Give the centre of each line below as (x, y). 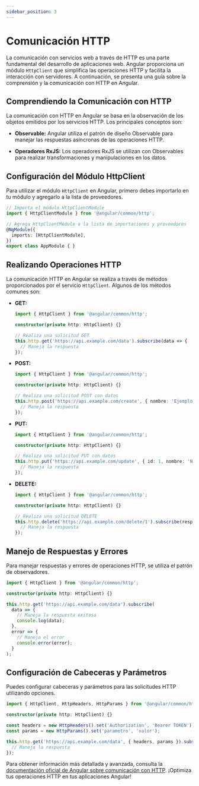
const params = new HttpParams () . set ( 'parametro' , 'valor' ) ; (83, 731)
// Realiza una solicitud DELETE (56, 516)
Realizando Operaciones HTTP (64, 265)
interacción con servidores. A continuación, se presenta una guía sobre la (96, 76)
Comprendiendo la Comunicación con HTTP (89, 101)
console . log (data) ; (41, 621)
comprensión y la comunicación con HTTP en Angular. (73, 83)
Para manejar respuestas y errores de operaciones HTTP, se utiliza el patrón (99, 566)
